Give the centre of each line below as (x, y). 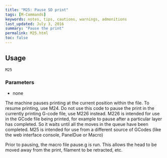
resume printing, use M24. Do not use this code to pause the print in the (80, 108)
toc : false (17, 38)
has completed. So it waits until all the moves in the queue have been (77, 124)
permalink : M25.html (27, 33)
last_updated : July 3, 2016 (35, 24)
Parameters (20, 82)
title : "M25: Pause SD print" (37, 10)
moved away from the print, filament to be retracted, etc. (64, 150)
